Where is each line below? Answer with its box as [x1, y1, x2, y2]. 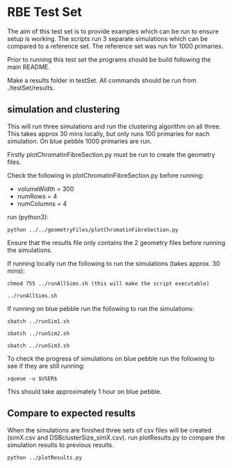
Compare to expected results [7, 408, 136, 419]
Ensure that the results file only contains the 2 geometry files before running [7, 238, 226, 246]
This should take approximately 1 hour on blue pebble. [7, 387, 162, 396]
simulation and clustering [7, 103, 120, 115]
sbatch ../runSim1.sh [7, 317, 70, 325]
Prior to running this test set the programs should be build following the [7, 55, 211, 63]
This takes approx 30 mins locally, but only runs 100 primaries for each [7, 129, 210, 137]
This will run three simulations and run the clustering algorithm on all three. [7, 122, 222, 131]
